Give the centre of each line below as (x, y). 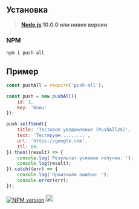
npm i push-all (25, 53)
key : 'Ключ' (32, 108)
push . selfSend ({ (27, 124)
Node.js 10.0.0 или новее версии (64, 24)
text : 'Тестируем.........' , (54, 136)
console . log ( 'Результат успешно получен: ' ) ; (76, 158)
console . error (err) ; (43, 181)
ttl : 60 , (28, 147)
